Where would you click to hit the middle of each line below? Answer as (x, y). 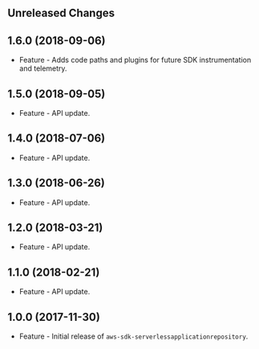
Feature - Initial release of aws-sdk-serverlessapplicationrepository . (134, 336)
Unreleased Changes (61, 13)
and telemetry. (43, 68)
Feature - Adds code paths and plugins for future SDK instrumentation (135, 60)
